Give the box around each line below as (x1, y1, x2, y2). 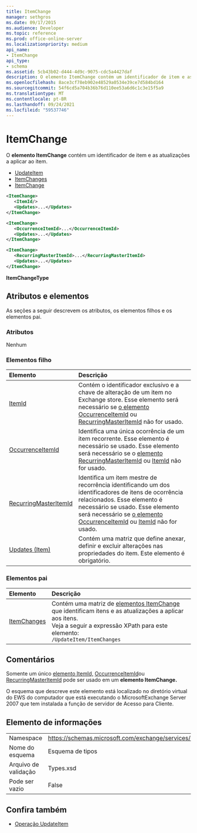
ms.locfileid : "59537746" (6, 107, 69, 113)
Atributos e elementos (6, 292, 89, 302)
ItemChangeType (6, 274, 49, 281)
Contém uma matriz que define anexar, (78, 534, 186, 543)
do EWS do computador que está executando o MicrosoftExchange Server (6, 694, 186, 701)
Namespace (9, 734, 43, 742)
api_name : (6, 47, 30, 53)
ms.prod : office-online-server (6, 36, 83, 42)
